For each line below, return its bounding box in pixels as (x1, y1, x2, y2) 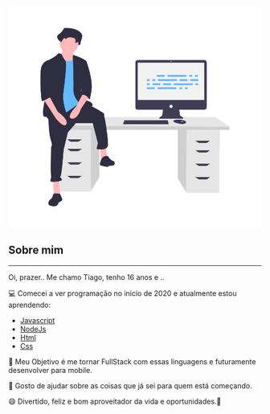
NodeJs (19, 324, 47, 334)
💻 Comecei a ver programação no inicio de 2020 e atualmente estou (8, 288, 237, 298)
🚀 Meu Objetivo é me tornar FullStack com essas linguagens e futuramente (8, 356, 256, 367)
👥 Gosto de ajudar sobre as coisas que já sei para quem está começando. (8, 380, 252, 391)
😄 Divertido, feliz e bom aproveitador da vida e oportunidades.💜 (8, 396, 222, 406)
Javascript (19, 315, 55, 325)
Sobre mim (8, 244, 64, 257)
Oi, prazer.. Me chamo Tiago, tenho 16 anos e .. (8, 272, 165, 282)
